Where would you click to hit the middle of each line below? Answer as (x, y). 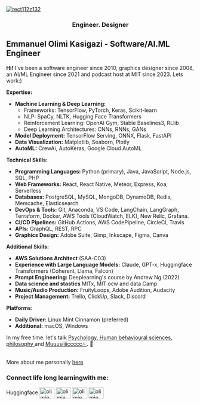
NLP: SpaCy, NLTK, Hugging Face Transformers (83, 116)
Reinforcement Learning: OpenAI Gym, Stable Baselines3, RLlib (101, 123)
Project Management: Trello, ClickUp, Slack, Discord (80, 296)
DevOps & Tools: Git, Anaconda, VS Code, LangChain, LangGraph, (97, 209)
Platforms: (19, 307)
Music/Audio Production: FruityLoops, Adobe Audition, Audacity (95, 290)
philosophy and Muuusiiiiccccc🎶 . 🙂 (50, 343)
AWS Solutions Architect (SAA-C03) (60, 258)
